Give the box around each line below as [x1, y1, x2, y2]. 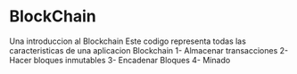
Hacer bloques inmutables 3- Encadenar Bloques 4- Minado [9, 54, 231, 65]
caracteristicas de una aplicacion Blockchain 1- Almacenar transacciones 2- [9, 45, 288, 55]
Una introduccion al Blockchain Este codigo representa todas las [9, 36, 247, 46]
